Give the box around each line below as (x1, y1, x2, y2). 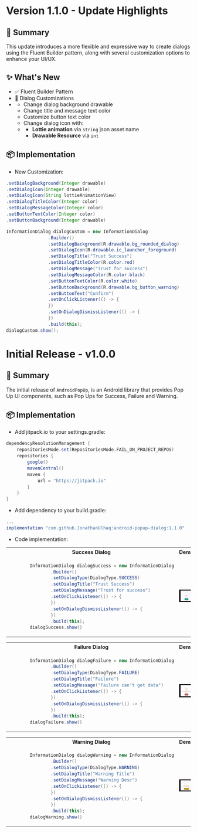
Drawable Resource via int (32, 132, 99, 139)
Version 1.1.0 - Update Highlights (6, 4, 168, 18)
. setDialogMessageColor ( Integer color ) (6, 205, 104, 211)
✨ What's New (6, 72, 60, 83)
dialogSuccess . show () (29, 624, 83, 631)
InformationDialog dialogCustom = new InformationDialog (6, 229, 148, 234)
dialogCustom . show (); (6, 327, 59, 334)
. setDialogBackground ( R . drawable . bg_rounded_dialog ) (47, 241, 180, 247)
